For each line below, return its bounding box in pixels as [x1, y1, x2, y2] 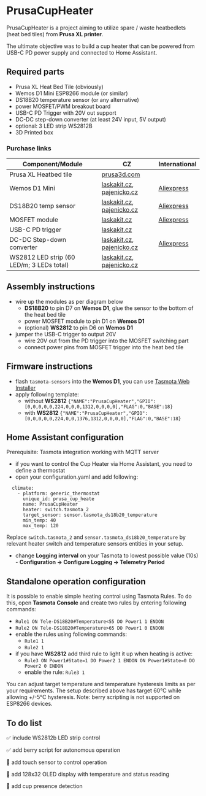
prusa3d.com [101, 170, 140, 179]
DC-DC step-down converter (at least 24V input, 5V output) [15, 115, 167, 123]
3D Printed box [15, 128, 53, 136]
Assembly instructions [6, 282, 95, 292]
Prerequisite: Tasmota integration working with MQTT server [6, 449, 159, 456]
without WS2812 [24, 397, 67, 404]
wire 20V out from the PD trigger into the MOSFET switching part [24, 337, 189, 344]
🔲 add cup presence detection [6, 782, 83, 790]
